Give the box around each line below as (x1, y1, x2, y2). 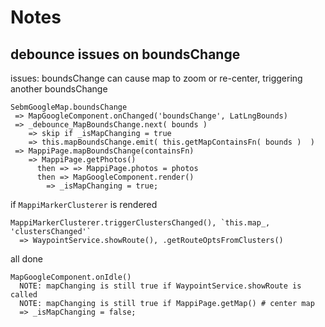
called (10, 290, 38, 300)
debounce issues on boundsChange (10, 46, 241, 63)
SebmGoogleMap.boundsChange (10, 102, 128, 112)
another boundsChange (10, 83, 108, 95)
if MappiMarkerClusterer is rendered (10, 199, 158, 210)
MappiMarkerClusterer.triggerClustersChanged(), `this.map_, (10, 218, 271, 228)
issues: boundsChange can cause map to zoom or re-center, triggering (10, 72, 303, 84)
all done (10, 253, 43, 265)
